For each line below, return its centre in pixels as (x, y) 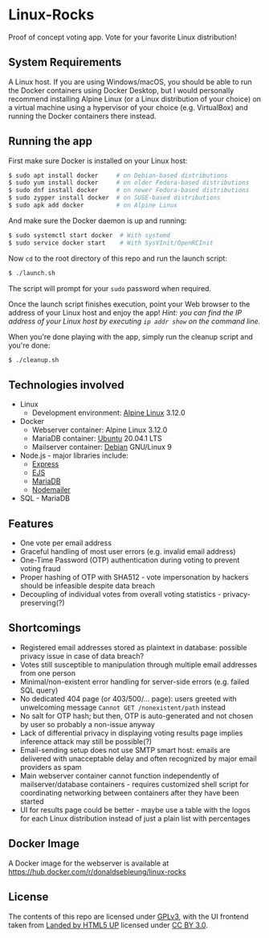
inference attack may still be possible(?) (86, 741)
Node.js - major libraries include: (74, 455)
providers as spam (51, 767)
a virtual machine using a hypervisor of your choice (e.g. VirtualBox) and (128, 107)
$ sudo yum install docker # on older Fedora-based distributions (129, 183)
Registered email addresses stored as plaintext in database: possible (133, 647)
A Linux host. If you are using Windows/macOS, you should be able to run (130, 81)
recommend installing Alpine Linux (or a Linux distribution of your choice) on (135, 99)
